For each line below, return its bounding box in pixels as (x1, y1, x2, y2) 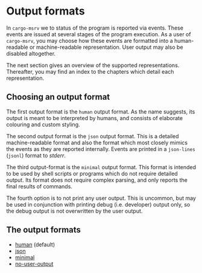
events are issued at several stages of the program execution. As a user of (6, 30, 191, 37)
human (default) (14, 240, 55, 248)
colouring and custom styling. (6, 121, 80, 128)
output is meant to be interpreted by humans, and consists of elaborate (6, 114, 183, 121)
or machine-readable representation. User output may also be (29, 43, 183, 51)
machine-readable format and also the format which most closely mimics (6, 139, 188, 146)
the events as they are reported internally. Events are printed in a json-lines (6, 145, 196, 152)
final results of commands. (6, 182, 72, 190)
